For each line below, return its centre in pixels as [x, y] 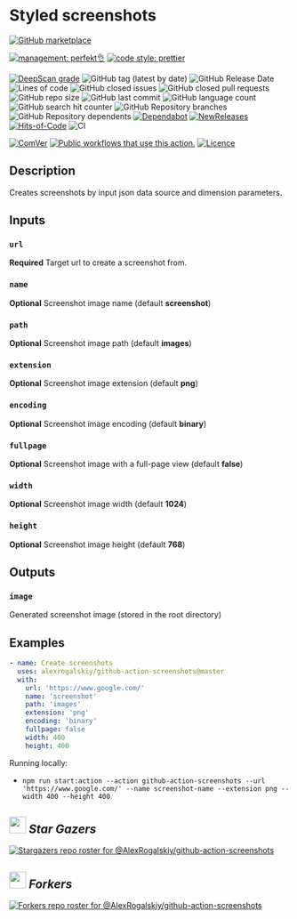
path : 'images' [53, 705]
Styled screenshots [83, 16]
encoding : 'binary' [61, 721]
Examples [37, 643]
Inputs [28, 220]
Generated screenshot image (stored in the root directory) [116, 615]
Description [42, 171]
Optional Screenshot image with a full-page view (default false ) [126, 464]
